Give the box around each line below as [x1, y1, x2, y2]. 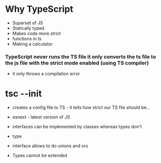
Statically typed [12, 25, 45, 31]
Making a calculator [12, 41, 53, 47]
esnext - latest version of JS [12, 114, 70, 120]
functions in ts [12, 36, 42, 42]
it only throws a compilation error [12, 71, 80, 77]
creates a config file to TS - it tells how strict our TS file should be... [12, 105, 151, 110]
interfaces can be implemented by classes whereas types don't [12, 124, 142, 130]
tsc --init [5, 88, 42, 100]
